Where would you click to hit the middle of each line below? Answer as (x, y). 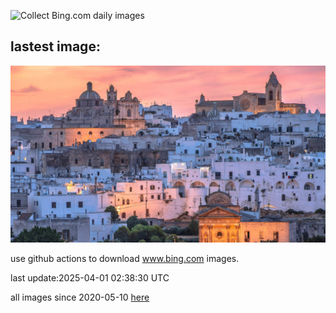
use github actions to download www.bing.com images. (125, 259)
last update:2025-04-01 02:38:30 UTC (90, 278)
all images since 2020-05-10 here (80, 297)
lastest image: (55, 46)
